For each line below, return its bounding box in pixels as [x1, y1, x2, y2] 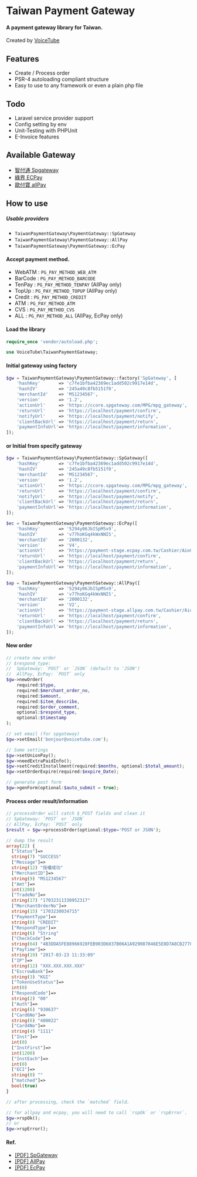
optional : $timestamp [16, 715, 67, 721]
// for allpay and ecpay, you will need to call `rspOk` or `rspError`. [6, 1110, 188, 1115]
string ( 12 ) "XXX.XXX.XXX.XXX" [11, 963, 85, 969]
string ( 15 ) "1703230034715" [11, 908, 80, 915]
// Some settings [6, 747, 49, 753]
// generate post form [6, 779, 62, 786]
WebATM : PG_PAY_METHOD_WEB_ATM [14, 269, 97, 276]
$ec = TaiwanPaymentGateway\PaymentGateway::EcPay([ [6, 520, 138, 526]
